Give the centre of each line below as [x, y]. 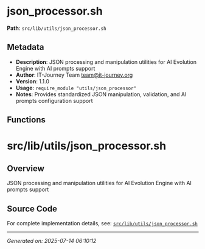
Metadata [26, 47]
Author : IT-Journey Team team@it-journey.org [74, 75]
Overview [26, 168]
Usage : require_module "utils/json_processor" [76, 88]
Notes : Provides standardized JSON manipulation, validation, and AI [101, 94]
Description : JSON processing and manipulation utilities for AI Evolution [106, 61]
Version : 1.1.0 [33, 81]
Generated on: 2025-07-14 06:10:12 [52, 240]
